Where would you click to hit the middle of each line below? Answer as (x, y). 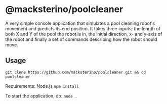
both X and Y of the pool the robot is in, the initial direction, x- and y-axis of (84, 34)
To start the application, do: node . (41, 96)
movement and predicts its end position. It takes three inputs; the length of (83, 28)
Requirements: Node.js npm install (42, 86)
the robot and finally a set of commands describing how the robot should (81, 39)
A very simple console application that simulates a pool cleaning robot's (80, 23)
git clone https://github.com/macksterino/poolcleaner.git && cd (75, 72)
